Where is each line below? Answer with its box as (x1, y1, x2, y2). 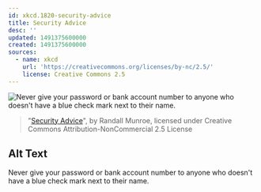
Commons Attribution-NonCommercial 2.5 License (27, 124, 193, 134)
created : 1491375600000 (8, 41, 87, 49)
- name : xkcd (15, 56, 59, 64)
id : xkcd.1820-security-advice (8, 11, 112, 20)
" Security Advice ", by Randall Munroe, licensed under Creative (27, 115, 233, 125)
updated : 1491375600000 (8, 33, 87, 42)
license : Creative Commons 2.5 (22, 70, 126, 78)
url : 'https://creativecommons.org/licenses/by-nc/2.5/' (22, 63, 214, 71)
